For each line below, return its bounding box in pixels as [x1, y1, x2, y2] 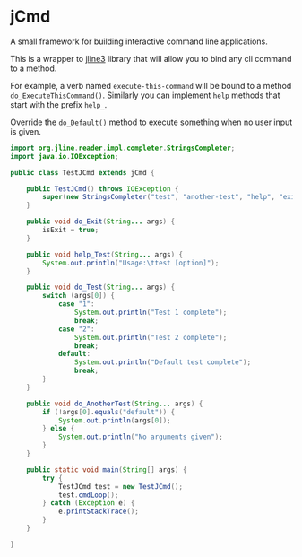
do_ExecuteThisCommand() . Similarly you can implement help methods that [10, 90, 280, 100]
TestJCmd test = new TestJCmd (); [57, 482, 183, 491]
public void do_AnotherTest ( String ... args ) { [26, 399, 203, 408]
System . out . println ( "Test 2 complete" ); [73, 333, 228, 342]
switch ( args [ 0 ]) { [42, 292, 116, 300]
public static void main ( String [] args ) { [26, 465, 187, 474]
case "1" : [57, 300, 95, 309]
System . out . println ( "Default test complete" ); [73, 358, 252, 367]
